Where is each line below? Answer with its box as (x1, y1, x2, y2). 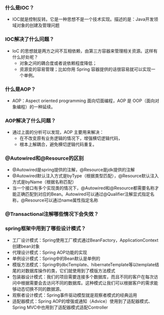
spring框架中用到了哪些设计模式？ (5, 225, 86, 232)
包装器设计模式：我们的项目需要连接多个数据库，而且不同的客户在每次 (12, 273, 154, 279)
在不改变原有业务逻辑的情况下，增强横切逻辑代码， (19, 135, 123, 141)
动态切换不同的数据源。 (16, 286, 64, 292)
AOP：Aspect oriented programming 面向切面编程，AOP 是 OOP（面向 (12, 98, 155, 104)
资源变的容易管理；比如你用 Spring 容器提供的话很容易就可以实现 (19, 66, 151, 72)
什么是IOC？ (5, 4, 34, 11)
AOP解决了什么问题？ (5, 117, 56, 124)
